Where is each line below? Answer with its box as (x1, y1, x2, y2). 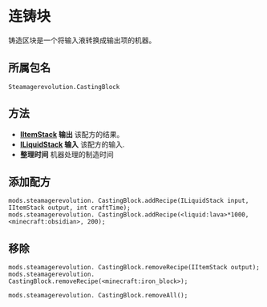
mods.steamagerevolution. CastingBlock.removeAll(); (8, 292, 188, 300)
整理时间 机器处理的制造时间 (19, 149, 114, 159)
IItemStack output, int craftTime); (8, 204, 131, 212)
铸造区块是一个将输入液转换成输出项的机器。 (8, 35, 156, 45)
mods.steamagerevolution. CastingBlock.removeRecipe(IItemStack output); (8, 264, 261, 272)
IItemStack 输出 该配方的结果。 (19, 129, 124, 139)
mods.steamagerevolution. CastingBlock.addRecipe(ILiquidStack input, (8, 197, 249, 205)
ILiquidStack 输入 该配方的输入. (19, 139, 125, 149)
